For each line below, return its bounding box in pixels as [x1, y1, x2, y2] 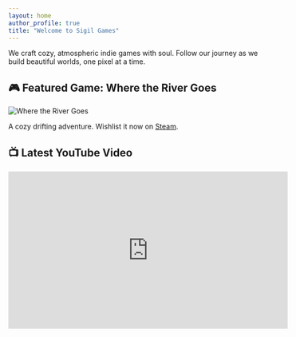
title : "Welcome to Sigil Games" [8, 26, 120, 34]
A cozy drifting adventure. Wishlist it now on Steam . [8, 121, 179, 132]
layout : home [8, 11, 52, 20]
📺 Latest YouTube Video [8, 145, 133, 160]
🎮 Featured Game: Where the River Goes [8, 81, 217, 94]
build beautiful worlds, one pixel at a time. [8, 57, 146, 66]
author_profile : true [8, 19, 81, 27]
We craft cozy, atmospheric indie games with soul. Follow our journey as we [8, 49, 259, 58]
